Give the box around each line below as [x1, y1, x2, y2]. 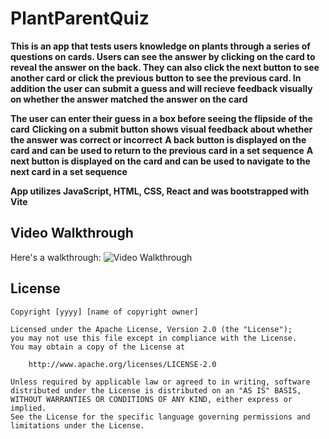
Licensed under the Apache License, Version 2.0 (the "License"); [10, 324, 293, 334]
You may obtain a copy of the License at [10, 342, 186, 352]
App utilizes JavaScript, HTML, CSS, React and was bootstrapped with [10, 185, 310, 197]
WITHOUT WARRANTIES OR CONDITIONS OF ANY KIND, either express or [10, 394, 293, 404]
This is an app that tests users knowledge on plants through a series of [10, 40, 311, 52]
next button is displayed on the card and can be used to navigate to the [10, 155, 311, 167]
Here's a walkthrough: [10, 251, 102, 263]
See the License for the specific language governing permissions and [10, 412, 311, 422]
